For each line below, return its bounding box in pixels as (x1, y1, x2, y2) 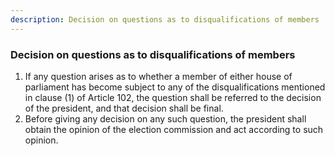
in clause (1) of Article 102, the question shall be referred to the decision (24, 91, 322, 103)
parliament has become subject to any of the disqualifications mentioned (24, 81, 326, 93)
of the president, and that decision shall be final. (24, 102, 224, 114)
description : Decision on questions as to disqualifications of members (10, 14, 320, 25)
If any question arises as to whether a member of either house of (24, 70, 293, 82)
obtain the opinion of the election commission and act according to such (24, 123, 324, 135)
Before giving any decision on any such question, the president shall (24, 112, 307, 125)
